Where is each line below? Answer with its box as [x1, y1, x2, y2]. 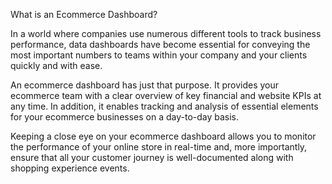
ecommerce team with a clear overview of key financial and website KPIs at [10, 90, 322, 101]
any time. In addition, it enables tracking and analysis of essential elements [10, 100, 319, 112]
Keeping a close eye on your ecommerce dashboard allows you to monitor [10, 130, 317, 142]
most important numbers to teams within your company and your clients [10, 49, 308, 61]
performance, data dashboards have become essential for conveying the [10, 39, 311, 50]
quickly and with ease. [10, 60, 103, 71]
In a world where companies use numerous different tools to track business [10, 28, 322, 39]
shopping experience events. [10, 162, 130, 174]
